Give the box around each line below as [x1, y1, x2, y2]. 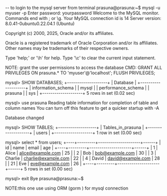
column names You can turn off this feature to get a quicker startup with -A [5, 105, 160, 111]
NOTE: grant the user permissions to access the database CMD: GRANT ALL [5, 65, 163, 70]
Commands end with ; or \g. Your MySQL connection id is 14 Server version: [5, 15, 162, 21]
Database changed [5, 115, 44, 121]
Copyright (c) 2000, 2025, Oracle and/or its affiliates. [5, 30, 114, 36]
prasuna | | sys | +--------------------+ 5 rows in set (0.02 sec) [5, 90, 136, 96]
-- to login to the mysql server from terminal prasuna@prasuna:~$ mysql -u [5, 5, 161, 10]
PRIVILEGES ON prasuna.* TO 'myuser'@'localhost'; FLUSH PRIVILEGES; [5, 70, 156, 76]
